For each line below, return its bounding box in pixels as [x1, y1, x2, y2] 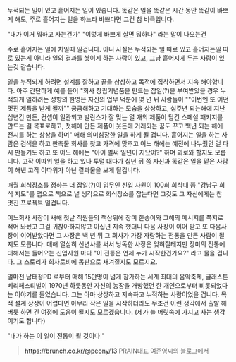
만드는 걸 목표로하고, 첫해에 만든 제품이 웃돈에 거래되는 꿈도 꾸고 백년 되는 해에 [7, 122, 223, 130]
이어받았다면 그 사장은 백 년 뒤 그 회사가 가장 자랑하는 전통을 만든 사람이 [20, 231, 218, 239]
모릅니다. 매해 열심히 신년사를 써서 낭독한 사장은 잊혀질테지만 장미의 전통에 [20, 240, 225, 248]
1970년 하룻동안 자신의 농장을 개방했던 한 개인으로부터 [49, 282, 198, 289]
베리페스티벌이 [7, 282, 48, 289]
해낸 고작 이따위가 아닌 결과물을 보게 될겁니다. [14, 166, 141, 174]
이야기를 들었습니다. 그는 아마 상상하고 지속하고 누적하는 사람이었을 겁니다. [14, 290, 220, 298]
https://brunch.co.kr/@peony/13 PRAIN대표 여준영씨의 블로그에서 [24, 346, 209, 355]
